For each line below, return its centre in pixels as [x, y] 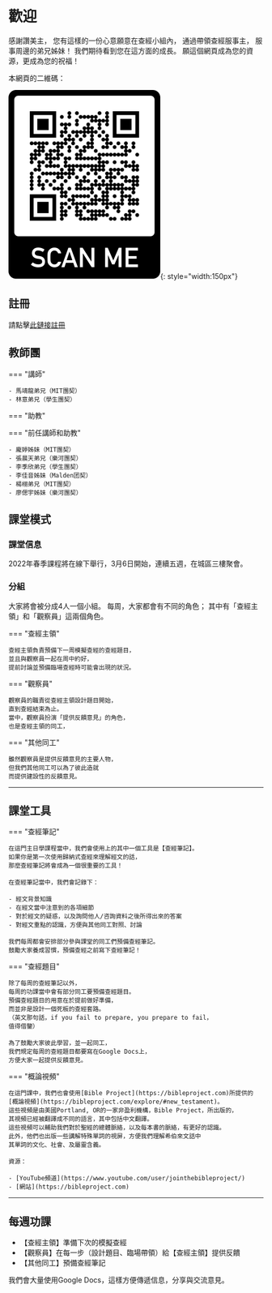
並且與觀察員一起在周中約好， [51, 659]
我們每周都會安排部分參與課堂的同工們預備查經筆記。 [84, 942]
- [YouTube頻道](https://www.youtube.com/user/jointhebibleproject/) [127, 1179]
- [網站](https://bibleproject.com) [69, 1187]
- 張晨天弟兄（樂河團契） [45, 458]
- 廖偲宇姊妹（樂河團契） [45, 492]
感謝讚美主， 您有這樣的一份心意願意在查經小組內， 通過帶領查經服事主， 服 [136, 41]
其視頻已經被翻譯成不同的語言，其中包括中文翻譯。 [81, 1120]
